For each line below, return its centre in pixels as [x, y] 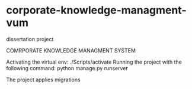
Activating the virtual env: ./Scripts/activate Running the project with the [94, 62]
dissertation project [30, 39]
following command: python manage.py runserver [67, 68]
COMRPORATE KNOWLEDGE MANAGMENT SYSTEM [71, 50]
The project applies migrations [44, 80]
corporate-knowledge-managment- [96, 10]
